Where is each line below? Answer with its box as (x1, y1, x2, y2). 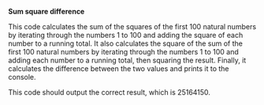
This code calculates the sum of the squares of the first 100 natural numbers (8, 22, 257, 31)
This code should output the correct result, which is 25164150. (8, 88, 211, 97)
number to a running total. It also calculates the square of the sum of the (8, 39, 243, 48)
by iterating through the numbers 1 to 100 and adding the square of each (8, 31, 244, 39)
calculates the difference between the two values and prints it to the (8, 64, 230, 73)
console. (8, 73, 37, 81)
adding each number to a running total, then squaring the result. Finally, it (8, 55, 247, 65)
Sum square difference (8, 7, 85, 16)
